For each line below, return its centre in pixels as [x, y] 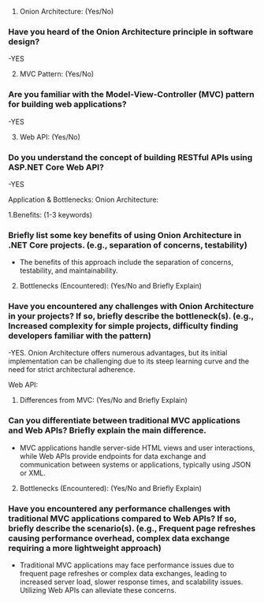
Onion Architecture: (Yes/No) [67, 11]
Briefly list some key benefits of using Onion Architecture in [125, 235]
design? [24, 41]
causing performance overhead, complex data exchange [119, 538]
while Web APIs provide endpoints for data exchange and [113, 456]
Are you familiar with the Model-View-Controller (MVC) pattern [131, 95]
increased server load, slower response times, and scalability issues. [131, 582]
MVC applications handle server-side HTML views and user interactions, [137, 448]
